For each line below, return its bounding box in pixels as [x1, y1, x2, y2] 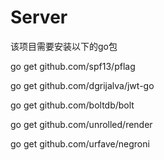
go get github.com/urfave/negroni [10, 137, 150, 150]
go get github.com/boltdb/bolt [10, 99, 135, 111]
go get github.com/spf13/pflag [10, 60, 136, 72]
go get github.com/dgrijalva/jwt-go [10, 79, 155, 91]
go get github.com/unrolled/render [10, 118, 153, 130]
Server [10, 6, 68, 29]
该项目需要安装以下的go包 [10, 40, 118, 52]
